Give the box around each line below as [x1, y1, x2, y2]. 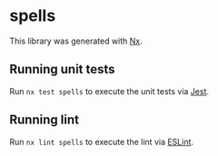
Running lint [9, 112, 80, 128]
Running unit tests [9, 62, 115, 77]
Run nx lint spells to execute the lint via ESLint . [9, 136, 193, 147]
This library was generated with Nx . [9, 35, 143, 46]
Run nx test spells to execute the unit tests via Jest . [9, 85, 210, 96]
